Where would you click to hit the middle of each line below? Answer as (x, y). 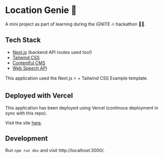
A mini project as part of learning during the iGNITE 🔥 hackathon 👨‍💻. (76, 24)
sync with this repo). (26, 113)
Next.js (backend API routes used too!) (52, 52)
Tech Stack (23, 40)
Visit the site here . (24, 122)
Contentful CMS (29, 62)
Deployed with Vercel (39, 96)
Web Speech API (30, 68)
